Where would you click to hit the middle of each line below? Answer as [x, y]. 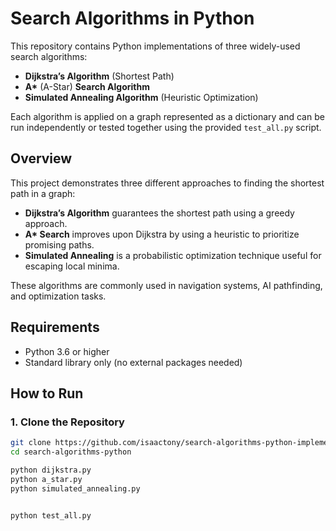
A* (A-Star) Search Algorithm [87, 86]
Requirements [55, 327]
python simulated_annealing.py [75, 488]
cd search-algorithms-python [71, 452]
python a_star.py [46, 479]
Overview [41, 158]
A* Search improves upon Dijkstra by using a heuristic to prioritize [162, 234]
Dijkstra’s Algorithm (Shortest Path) [99, 76]
